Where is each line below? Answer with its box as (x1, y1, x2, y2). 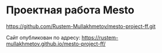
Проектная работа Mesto (6, 3, 135, 17)
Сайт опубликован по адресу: (6, 34, 81, 41)
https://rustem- (81, 34, 119, 41)
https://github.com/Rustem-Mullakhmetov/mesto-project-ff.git (6, 23, 156, 30)
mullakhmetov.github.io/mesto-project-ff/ (6, 40, 106, 47)
